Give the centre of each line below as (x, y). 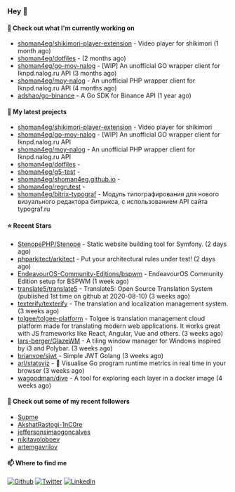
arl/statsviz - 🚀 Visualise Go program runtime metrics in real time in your (122, 363)
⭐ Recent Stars (29, 225)
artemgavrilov (38, 446)
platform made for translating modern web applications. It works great (119, 326)
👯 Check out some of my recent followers (68, 402)
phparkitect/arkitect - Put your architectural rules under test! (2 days (116, 259)
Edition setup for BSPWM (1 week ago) (73, 281)
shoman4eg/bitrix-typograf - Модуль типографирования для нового (118, 194)
